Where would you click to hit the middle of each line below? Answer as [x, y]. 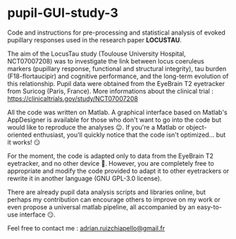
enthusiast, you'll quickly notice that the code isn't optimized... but [129, 135]
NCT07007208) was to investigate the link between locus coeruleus [106, 61]
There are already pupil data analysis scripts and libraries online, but [107, 192]
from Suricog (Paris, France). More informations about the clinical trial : [110, 91]
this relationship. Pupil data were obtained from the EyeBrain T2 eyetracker [116, 83]
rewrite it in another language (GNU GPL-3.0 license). [85, 178]
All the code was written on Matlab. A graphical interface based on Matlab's [117, 112]
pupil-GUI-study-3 [63, 13]
